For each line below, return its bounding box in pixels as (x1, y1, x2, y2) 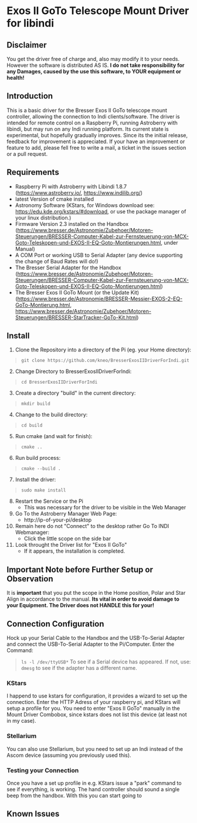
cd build (21, 422, 43, 429)
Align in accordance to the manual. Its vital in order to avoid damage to (6, 595, 179, 602)
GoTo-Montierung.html (15, 301, 70, 309)
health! (6, 74, 25, 81)
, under (161, 239, 178, 246)
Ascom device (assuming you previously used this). (6, 751, 131, 758)
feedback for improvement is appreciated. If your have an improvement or (6, 138, 185, 145)
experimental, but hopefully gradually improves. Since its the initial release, (6, 131, 188, 138)
